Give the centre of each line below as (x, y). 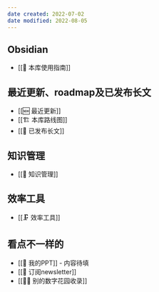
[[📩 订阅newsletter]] (47, 271)
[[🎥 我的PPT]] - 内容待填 (53, 263)
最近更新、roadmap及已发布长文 (79, 92)
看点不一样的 (36, 245)
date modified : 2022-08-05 (47, 21)
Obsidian (28, 50)
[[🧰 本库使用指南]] (44, 68)
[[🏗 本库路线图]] (42, 120)
